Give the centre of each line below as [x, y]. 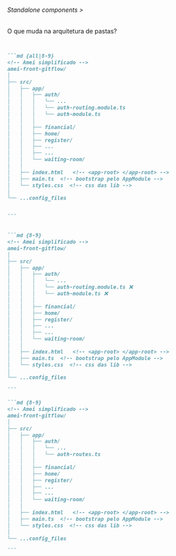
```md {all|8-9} [31, 56]
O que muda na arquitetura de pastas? [62, 31]
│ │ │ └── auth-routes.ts [54, 455]
